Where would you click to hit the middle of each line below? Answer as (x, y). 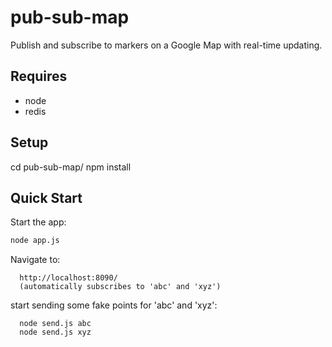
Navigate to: (35, 260)
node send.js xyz (55, 332)
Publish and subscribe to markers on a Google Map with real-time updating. (166, 45)
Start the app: (38, 222)
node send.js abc (55, 324)
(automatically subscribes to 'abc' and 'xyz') (120, 287)
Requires (39, 76)
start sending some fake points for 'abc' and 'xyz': (114, 305)
